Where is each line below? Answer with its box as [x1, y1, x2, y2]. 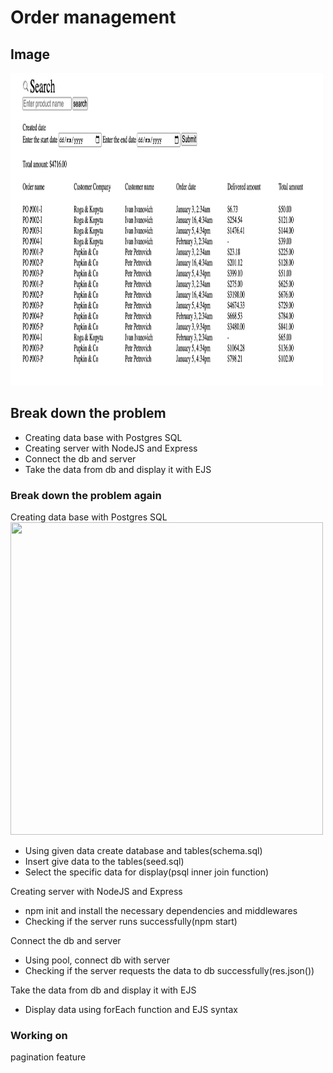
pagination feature [10, 1051, 87, 1063]
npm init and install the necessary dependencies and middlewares [24, 905, 298, 917]
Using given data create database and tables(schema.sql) [24, 845, 263, 857]
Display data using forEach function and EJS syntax [24, 1004, 238, 1016]
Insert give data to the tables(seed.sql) [24, 856, 185, 868]
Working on [10, 1029, 68, 1043]
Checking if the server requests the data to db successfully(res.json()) [24, 965, 315, 977]
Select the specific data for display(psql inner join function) [24, 866, 270, 878]
